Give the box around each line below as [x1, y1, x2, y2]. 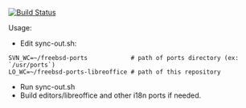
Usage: [8, 23, 32, 32]
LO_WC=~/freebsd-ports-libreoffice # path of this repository [8, 68, 221, 76]
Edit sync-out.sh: [19, 38, 77, 48]
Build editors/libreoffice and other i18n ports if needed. [19, 90, 202, 100]
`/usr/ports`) [8, 61, 56, 69]
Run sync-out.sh [19, 82, 76, 91]
